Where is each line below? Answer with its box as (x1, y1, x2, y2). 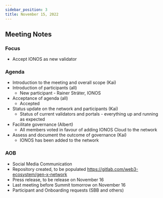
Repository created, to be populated (12, 166, 86, 172)
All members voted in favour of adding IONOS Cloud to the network (19, 127, 158, 133)
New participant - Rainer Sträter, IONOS (19, 90, 101, 96)
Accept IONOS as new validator (12, 56, 77, 62)
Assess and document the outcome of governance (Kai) (12, 132, 127, 138)
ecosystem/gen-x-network (12, 171, 67, 177)
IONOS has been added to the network (19, 137, 99, 143)
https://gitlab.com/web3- (87, 166, 139, 172)
